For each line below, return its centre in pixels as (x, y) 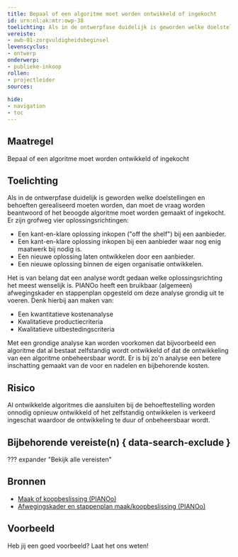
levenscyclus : (28, 47)
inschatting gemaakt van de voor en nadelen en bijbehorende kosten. (108, 366)
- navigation (27, 106)
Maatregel (30, 141)
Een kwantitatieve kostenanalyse (65, 314)
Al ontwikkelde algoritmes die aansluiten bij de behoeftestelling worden (111, 405)
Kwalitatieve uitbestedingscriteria (66, 330)
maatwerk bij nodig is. (50, 249)
